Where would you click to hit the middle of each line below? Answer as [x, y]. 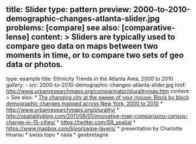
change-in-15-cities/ [31, 122]
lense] [18, 37]
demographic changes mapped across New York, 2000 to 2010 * [85, 103]
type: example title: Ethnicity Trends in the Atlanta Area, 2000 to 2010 [90, 78]
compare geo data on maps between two [82, 46]
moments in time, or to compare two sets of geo [95, 55]
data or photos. [35, 65]
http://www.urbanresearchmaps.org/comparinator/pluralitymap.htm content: [98, 91]
